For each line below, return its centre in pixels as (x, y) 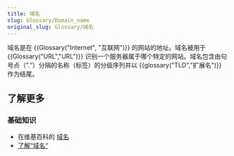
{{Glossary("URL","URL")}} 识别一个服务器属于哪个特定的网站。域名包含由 (114, 56)
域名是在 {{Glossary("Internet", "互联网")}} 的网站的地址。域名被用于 (107, 48)
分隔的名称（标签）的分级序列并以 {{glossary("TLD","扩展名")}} (130, 65)
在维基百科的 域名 (43, 137)
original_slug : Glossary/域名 (50, 27)
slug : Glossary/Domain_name (49, 20)
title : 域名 (24, 14)
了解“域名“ (33, 145)
